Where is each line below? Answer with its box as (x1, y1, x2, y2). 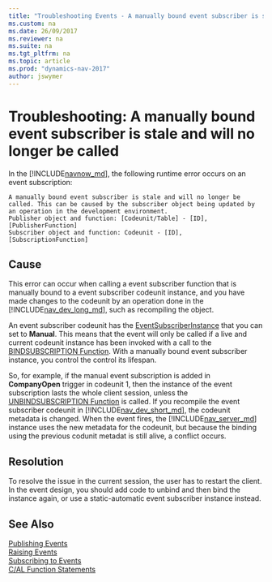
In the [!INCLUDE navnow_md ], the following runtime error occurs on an (8, 168, 247, 179)
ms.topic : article (8, 58, 70, 66)
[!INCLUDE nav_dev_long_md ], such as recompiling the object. (8, 305, 215, 315)
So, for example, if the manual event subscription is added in (8, 371, 210, 381)
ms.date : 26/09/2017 (8, 27, 79, 35)
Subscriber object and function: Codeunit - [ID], (8, 228, 183, 236)
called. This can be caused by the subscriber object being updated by (8, 200, 255, 208)
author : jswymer (8, 72, 63, 80)
